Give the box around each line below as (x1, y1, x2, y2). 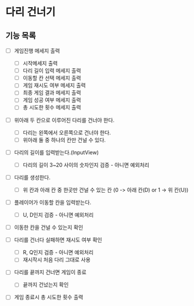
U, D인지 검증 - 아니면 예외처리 (22, 211, 94, 218)
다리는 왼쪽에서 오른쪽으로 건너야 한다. (22, 129, 111, 136)
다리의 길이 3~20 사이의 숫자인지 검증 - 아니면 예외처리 (22, 161, 149, 168)
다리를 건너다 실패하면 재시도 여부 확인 (14, 236, 102, 244)
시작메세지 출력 (22, 60, 58, 67)
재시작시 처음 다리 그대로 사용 (22, 256, 91, 263)
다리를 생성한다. (14, 174, 51, 181)
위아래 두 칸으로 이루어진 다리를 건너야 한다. (14, 116, 115, 123)
